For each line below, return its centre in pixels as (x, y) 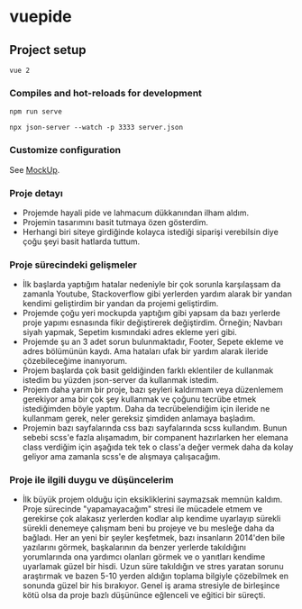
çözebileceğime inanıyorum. (75, 361)
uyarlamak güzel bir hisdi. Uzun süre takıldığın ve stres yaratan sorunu (153, 567)
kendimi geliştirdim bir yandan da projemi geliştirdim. (120, 304)
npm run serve (36, 112)
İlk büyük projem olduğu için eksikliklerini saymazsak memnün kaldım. (152, 500)
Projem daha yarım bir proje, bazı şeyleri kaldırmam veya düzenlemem (153, 390)
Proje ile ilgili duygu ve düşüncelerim (92, 480)
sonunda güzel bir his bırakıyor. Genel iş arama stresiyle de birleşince (151, 586)
